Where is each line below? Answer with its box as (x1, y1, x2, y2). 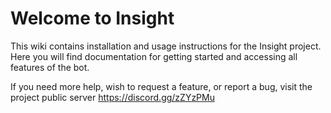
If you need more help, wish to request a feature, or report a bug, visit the (10, 80, 313, 92)
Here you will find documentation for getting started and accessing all (10, 50, 298, 62)
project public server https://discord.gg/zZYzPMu (10, 91, 215, 103)
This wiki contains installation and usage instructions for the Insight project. (10, 40, 322, 52)
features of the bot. (10, 61, 90, 73)
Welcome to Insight (10, 7, 175, 30)
